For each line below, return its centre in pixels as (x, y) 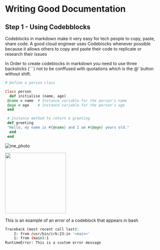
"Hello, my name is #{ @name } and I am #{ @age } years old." (68, 127)
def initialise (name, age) (38, 96)
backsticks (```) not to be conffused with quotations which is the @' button (80, 69)
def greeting (20, 123)
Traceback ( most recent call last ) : (42, 229)
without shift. (18, 74)
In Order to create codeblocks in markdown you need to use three (71, 63)
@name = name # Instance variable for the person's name (67, 101)
